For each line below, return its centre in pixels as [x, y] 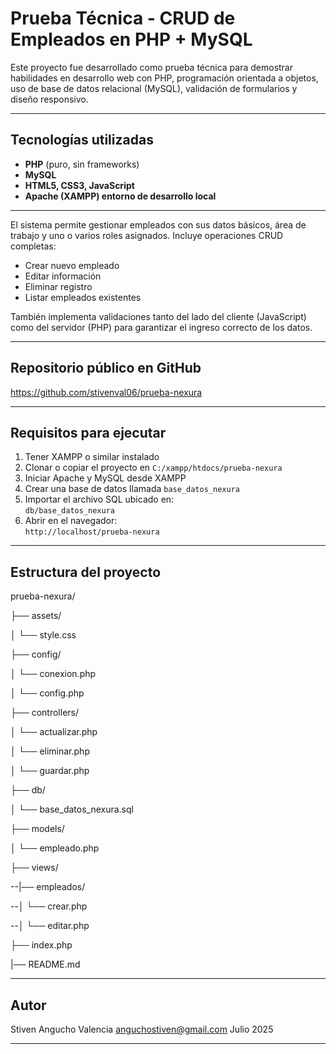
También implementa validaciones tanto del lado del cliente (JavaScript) [158, 316]
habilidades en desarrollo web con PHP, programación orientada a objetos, [164, 78]
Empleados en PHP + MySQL [131, 39]
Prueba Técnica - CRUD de [123, 18]
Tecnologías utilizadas [82, 140]
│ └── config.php [47, 693]
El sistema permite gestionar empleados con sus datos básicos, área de [158, 224]
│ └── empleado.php [55, 848]
